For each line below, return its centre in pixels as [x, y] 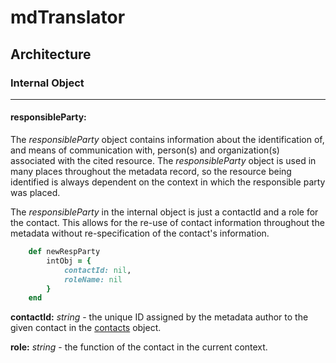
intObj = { [69, 261]
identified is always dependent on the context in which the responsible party [168, 182]
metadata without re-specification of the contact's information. [140, 233]
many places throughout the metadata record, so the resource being [151, 172]
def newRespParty [64, 252]
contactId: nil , [97, 270]
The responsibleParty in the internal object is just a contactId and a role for [164, 212]
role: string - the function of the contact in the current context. [139, 347]
